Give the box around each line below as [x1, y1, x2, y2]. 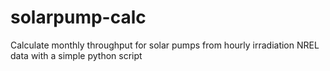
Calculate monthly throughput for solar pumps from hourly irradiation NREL [10, 39, 320, 51]
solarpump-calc [10, 6, 147, 29]
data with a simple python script [10, 49, 143, 61]
